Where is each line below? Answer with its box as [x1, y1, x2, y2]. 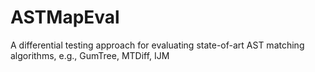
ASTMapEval [10, 6, 120, 29]
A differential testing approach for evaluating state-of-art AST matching [10, 39, 305, 51]
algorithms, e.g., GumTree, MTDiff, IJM [10, 49, 170, 61]
